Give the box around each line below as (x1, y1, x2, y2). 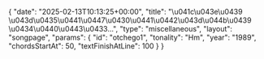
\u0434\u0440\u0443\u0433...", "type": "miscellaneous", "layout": (8, 24, 233, 33)
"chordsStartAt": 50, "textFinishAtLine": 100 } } (8, 41, 165, 51)
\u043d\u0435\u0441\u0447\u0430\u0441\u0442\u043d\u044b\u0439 (8, 15, 252, 25)
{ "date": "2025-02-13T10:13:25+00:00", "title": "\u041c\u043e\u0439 (8, 7, 243, 16)
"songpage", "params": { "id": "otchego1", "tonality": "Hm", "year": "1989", (8, 32, 257, 42)
